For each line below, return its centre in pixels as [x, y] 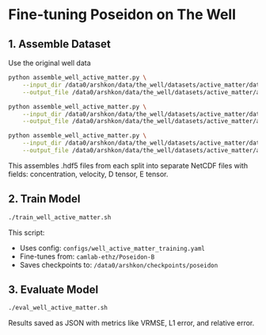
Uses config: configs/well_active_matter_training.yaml [112, 248]
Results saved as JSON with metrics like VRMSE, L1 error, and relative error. [131, 323]
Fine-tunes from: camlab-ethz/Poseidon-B [87, 256]
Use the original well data [49, 63]
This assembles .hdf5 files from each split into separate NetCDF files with [128, 165]
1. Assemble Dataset [59, 44]
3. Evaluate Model [53, 289]
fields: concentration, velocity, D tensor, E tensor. [88, 174]
